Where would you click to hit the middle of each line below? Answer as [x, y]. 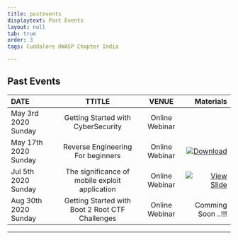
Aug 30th [27, 200]
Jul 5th [22, 172]
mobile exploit [98, 180]
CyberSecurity [97, 126]
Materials [211, 101]
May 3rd [25, 113]
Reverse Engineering [97, 147]
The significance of [97, 172]
